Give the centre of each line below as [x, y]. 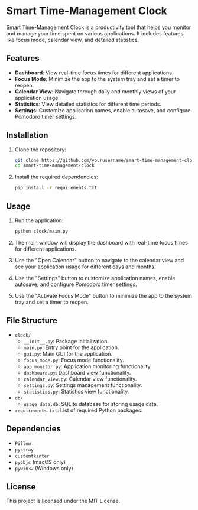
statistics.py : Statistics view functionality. [76, 391]
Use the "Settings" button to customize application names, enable [95, 278]
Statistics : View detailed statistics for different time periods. [88, 104]
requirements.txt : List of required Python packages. [79, 410]
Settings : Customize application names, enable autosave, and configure [103, 110]
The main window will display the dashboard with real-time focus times [101, 242]
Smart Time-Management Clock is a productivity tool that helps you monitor [99, 27]
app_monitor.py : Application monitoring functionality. [87, 366]
